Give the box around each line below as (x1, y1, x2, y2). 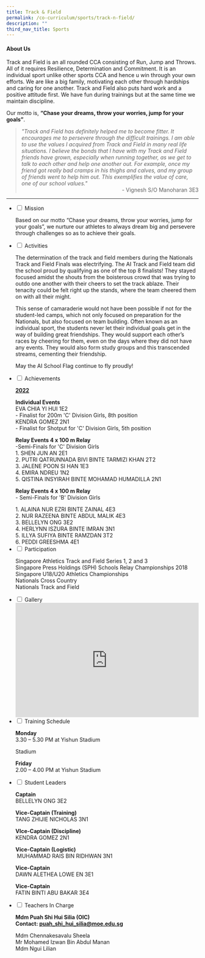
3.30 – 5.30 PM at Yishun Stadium (15, 736, 101, 744)
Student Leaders (24, 779, 67, 787)
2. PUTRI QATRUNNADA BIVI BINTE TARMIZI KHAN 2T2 (15, 456, 156, 463)
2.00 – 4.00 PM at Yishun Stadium (15, 766, 101, 774)
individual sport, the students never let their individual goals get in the (15, 324, 191, 332)
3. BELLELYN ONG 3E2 (15, 518, 73, 526)
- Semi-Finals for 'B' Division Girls (15, 494, 101, 501)
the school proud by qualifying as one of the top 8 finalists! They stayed (15, 267, 196, 274)
